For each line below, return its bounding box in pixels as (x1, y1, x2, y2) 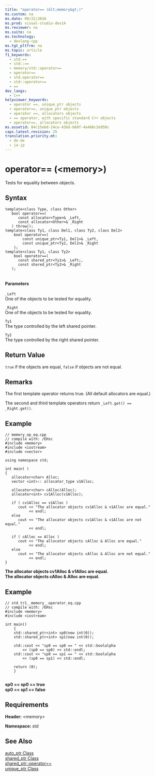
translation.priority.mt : (5, 134, 57, 139)
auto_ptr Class (5, 750, 34, 756)
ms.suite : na (5, 30, 31, 35)
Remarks (5, 378, 33, 387)
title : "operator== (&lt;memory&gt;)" (5, 7, 83, 12)
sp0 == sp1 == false (5, 687, 46, 693)
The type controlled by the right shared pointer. (5, 336, 100, 343)
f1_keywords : (5, 52, 31, 57)
